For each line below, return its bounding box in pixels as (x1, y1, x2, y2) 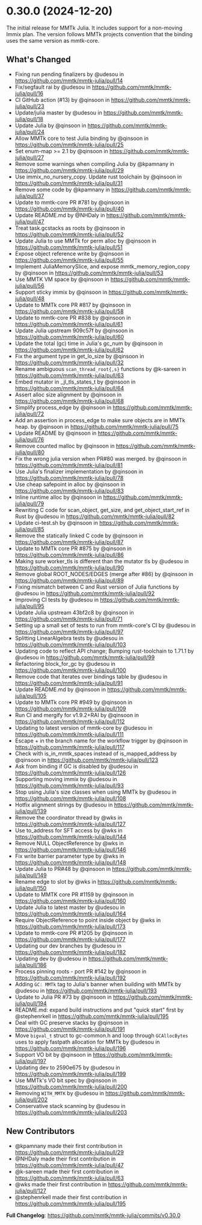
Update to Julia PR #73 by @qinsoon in (14, 993, 112, 1001)
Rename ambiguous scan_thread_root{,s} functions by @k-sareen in (14, 365, 186, 372)
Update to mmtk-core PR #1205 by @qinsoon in (14, 929, 133, 936)
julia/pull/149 (14, 872, 47, 879)
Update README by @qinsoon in (14, 429, 97, 437)
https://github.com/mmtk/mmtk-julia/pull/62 (14, 346, 124, 353)
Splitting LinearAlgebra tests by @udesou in (14, 635, 124, 642)
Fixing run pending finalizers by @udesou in (14, 71, 124, 78)
